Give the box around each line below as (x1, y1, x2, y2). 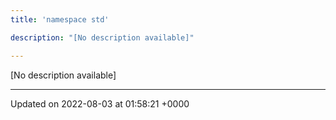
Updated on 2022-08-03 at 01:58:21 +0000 (10, 97, 190, 110)
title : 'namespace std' (10, 14, 110, 25)
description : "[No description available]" (10, 32, 195, 43)
